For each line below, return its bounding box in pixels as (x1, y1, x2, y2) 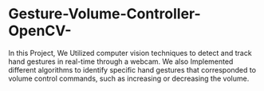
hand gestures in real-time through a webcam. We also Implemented (8, 57, 234, 66)
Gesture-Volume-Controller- (8, 5, 201, 23)
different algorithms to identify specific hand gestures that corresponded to (8, 65, 257, 74)
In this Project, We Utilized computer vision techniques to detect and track (8, 48, 253, 57)
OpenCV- (8, 22, 72, 40)
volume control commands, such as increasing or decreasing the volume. (8, 73, 250, 83)
